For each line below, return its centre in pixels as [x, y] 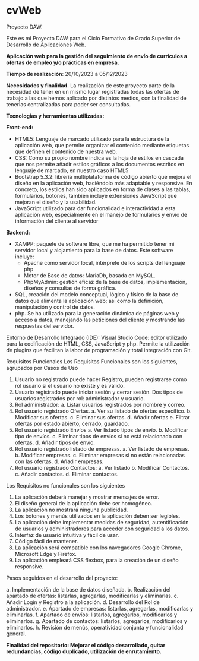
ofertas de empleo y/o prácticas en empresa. [63, 62]
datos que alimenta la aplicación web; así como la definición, [89, 301]
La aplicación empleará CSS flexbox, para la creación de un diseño [97, 560]
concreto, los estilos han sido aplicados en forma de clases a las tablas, [102, 189]
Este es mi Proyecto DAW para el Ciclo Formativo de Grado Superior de [93, 38]
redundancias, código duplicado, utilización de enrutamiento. [84, 651]
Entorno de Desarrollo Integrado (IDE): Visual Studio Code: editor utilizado [97, 337]
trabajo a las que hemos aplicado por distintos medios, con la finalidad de [96, 98]
